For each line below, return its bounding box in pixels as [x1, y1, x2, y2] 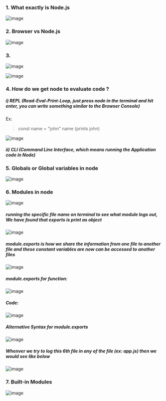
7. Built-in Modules [6, 378, 52, 385]
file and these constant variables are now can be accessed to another [6, 246, 155, 252]
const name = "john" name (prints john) [18, 125, 100, 131]
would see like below [6, 353, 50, 359]
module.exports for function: [6, 275, 68, 282]
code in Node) [6, 152, 36, 158]
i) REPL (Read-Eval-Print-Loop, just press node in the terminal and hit [6, 98, 153, 104]
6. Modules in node [6, 188, 53, 195]
